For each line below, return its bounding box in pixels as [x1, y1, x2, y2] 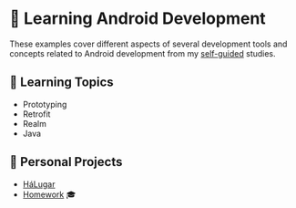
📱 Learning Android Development [9, 8, 266, 29]
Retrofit [22, 109, 51, 120]
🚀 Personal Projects [9, 154, 123, 170]
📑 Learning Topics [9, 75, 114, 90]
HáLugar [22, 178, 56, 190]
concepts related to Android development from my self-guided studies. [9, 47, 276, 58]
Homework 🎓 [22, 189, 77, 200]
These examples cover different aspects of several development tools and [9, 38, 288, 49]
